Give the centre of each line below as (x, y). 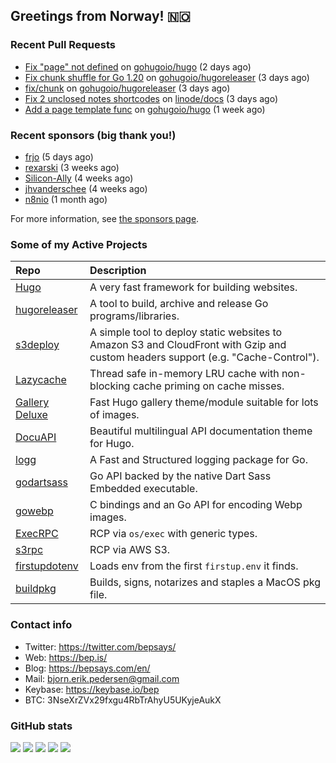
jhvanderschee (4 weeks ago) (86, 188)
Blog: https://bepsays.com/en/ (87, 668)
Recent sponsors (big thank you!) (93, 135)
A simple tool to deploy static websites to (186, 332)
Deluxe (31, 415)
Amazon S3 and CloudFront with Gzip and (188, 345)
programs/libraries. (134, 316)
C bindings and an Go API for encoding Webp (196, 505)
